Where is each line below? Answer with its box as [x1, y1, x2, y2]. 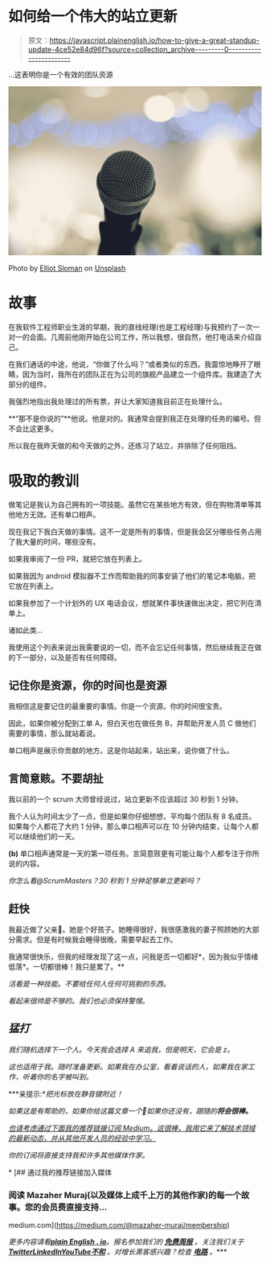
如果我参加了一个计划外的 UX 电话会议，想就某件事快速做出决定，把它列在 [8, 599, 255, 608]
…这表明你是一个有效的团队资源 [8, 69, 114, 79]
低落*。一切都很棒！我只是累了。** [8, 961, 125, 971]
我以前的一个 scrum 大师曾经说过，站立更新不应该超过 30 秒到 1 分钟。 [8, 794, 243, 805]
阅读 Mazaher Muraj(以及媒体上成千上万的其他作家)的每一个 [8, 1189, 242, 1200]
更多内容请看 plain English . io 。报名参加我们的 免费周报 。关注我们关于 [8, 1237, 244, 1247]
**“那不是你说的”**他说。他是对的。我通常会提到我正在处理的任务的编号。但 [8, 414, 261, 423]
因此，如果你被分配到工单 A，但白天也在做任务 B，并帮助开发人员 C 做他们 [8, 718, 256, 728]
